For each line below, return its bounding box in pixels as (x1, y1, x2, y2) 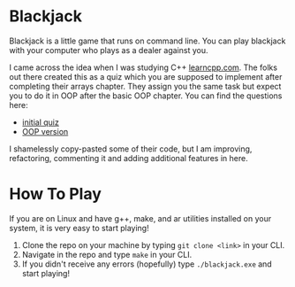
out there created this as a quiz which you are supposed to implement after (9, 71, 283, 81)
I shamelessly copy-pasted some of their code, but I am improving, (9, 143, 253, 154)
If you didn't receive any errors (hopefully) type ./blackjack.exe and (21, 259, 272, 269)
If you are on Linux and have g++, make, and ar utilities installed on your (9, 213, 272, 223)
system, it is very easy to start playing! (9, 222, 149, 233)
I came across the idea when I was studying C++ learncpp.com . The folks (9, 62, 278, 73)
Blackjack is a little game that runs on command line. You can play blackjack (9, 35, 286, 46)
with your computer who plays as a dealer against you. (9, 44, 208, 55)
